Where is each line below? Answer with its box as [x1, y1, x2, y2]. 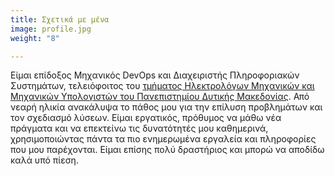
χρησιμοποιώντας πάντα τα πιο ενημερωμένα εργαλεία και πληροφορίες [10, 133, 317, 145]
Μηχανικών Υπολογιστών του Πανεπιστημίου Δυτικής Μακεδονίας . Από [10, 91, 310, 103]
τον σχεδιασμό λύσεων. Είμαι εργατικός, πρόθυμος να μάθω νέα [10, 112, 282, 124]
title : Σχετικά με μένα [10, 14, 110, 25]
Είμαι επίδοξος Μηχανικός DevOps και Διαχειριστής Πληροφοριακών [10, 69, 300, 81]
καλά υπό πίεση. [10, 154, 79, 166]
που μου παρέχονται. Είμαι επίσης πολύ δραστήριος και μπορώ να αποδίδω [10, 144, 325, 156]
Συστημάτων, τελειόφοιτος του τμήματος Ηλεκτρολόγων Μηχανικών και [10, 80, 315, 92]
